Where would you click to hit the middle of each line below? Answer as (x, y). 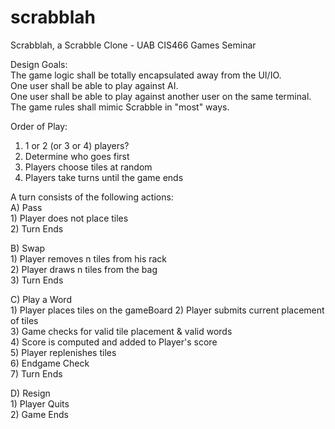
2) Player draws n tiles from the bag (84, 269)
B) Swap (28, 248)
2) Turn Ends (37, 228)
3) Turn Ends (37, 280)
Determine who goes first (77, 156)
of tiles (24, 320)
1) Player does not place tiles (69, 218)
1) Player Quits (40, 403)
